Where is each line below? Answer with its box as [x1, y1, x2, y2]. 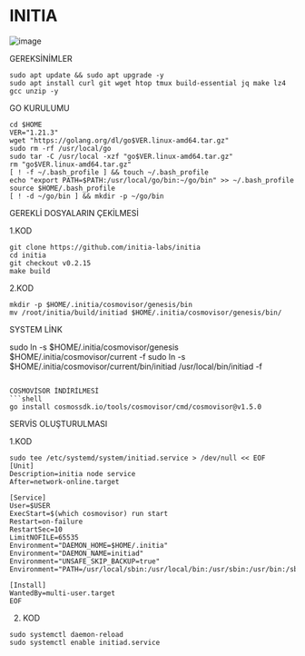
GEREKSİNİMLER [9, 53, 73, 64]
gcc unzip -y [9, 86, 59, 95]
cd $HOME [9, 120, 43, 129]
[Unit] [9, 461, 34, 471]
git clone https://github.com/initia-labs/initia [9, 243, 202, 252]
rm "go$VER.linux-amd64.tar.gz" [9, 160, 132, 169]
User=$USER [9, 501, 51, 510]
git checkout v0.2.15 [9, 258, 92, 268]
